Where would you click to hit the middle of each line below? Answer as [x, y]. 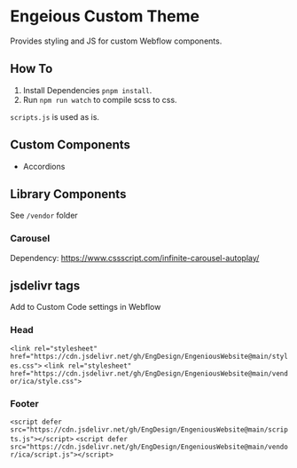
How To [31, 69]
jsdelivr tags [45, 286]
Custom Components [70, 145]
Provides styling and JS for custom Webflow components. [116, 41]
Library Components [68, 194]
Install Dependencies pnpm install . [87, 90]
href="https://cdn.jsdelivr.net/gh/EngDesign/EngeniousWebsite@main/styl [149, 356]
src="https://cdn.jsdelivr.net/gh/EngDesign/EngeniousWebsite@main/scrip [149, 430]
